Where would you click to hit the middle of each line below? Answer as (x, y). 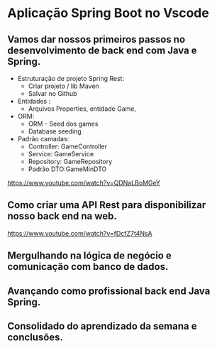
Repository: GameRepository (70, 162)
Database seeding (55, 131)
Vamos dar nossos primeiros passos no (96, 39)
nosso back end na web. (62, 216)
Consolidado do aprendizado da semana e (102, 326)
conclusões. (35, 337)
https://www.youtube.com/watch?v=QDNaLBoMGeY (84, 183)
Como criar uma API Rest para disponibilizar (107, 205)
